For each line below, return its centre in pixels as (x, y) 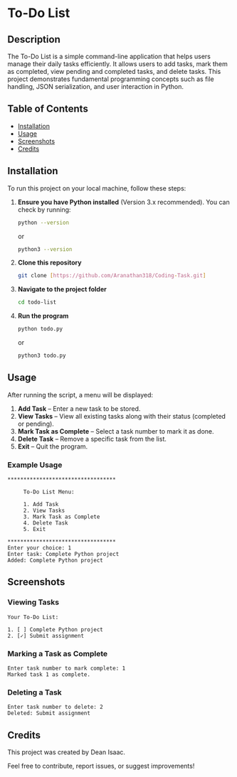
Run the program (43, 316)
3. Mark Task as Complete (62, 517)
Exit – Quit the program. (53, 446)
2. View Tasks (44, 510)
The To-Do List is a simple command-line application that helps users (109, 56)
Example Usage (35, 465)
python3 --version (45, 249)
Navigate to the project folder (62, 289)
